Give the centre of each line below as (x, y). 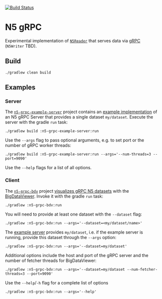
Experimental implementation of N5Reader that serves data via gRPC (73, 40)
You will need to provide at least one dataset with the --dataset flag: (73, 214)
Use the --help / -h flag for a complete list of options (57, 282)
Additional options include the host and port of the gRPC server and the (77, 255)
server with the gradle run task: (36, 122)
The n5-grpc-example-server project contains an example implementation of (81, 112)
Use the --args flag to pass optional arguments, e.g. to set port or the (75, 140)
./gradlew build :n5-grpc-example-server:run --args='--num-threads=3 (78, 154)
